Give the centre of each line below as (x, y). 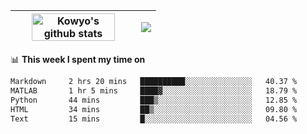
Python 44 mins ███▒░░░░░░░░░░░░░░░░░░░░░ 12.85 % (154, 100)
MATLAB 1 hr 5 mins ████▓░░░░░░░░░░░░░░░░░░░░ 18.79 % (154, 90)
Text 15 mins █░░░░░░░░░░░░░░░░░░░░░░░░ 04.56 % (154, 119)
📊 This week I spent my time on (78, 59)
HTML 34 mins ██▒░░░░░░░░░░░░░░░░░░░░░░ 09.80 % (154, 109)
